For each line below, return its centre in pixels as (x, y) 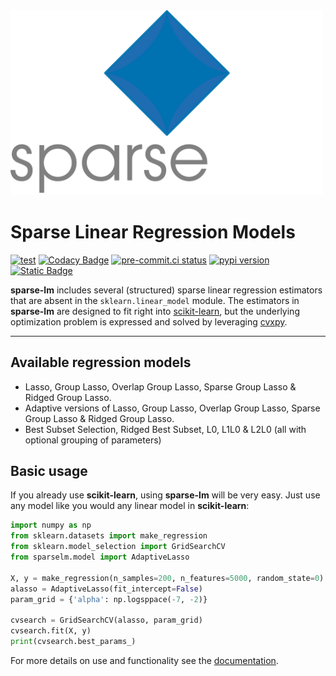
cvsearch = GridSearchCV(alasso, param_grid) (106, 620)
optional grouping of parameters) (93, 440)
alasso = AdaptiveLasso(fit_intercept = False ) (106, 589)
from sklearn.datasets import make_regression (109, 536)
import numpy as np (51, 525)
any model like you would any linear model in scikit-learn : (130, 506)
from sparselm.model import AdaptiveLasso (100, 557)
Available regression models (101, 362)
